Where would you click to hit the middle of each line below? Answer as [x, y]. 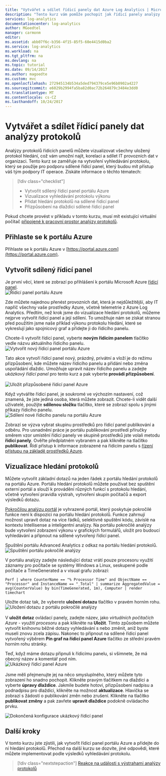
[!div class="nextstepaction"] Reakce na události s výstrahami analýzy [89, 763]
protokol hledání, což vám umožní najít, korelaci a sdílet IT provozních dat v [82, 156]
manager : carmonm [23, 33]
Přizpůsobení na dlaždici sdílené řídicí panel [69, 207]
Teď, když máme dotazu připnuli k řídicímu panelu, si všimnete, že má [76, 653]
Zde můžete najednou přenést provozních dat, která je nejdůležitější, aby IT [82, 302]
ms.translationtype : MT [30, 93]
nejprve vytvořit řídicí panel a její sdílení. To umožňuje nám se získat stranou [83, 318]
